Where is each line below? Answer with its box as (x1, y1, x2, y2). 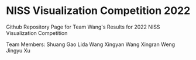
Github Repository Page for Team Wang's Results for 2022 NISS (6, 23, 160, 30)
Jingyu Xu (6, 47, 31, 54)
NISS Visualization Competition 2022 (6, 4, 191, 17)
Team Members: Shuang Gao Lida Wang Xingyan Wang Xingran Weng (6, 41, 176, 48)
